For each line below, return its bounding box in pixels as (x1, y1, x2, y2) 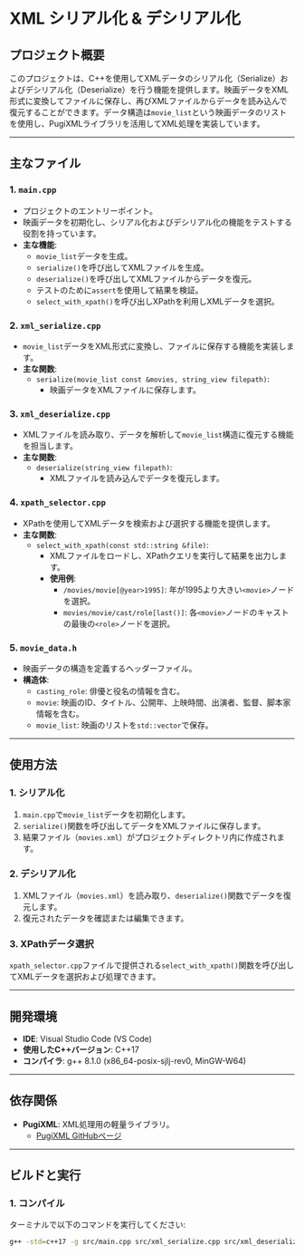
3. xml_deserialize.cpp (9, 407, 111, 420)
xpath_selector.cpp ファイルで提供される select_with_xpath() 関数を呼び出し (9, 960, 294, 970)
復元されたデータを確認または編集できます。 (22, 912, 189, 923)
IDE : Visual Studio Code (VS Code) (22, 1033, 152, 1044)
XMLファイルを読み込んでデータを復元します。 (49, 473, 224, 484)
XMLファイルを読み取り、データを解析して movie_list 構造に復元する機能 (22, 430, 294, 440)
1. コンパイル (9, 1197, 65, 1210)
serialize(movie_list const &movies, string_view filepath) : (35, 373, 270, 384)
